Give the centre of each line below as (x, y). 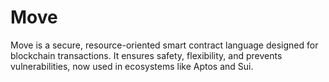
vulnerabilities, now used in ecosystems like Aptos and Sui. (132, 66)
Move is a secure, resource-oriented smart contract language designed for (164, 45)
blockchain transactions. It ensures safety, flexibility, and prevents (146, 55)
